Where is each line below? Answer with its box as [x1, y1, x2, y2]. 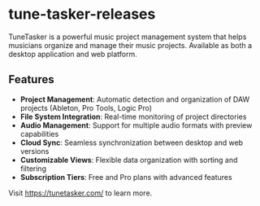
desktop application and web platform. [8, 49, 138, 59]
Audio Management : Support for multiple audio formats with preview [19, 120, 253, 130]
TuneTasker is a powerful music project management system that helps [8, 32, 247, 42]
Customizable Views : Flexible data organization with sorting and [19, 155, 238, 164]
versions [19, 146, 50, 156]
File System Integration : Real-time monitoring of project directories [19, 112, 247, 121]
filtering [19, 164, 47, 173]
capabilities [19, 129, 59, 138]
